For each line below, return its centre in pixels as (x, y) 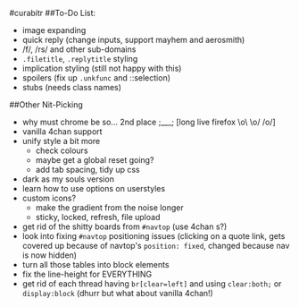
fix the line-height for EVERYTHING (87, 274)
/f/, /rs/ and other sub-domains (79, 49)
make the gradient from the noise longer (110, 208)
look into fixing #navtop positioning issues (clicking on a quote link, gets (154, 236)
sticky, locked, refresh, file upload (98, 217)
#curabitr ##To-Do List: (53, 13)
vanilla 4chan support (62, 132)
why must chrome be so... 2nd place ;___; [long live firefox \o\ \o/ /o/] (149, 122)
